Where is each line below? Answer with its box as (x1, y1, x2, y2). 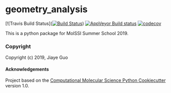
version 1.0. (5, 83, 30, 89)
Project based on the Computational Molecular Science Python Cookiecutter (5, 77, 166, 83)
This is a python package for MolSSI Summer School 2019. (5, 30, 129, 36)
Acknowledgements (5, 66, 50, 72)
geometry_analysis (5, 4, 88, 15)
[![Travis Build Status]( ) (5, 20, 84, 26)
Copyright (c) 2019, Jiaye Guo (5, 54, 68, 60)
